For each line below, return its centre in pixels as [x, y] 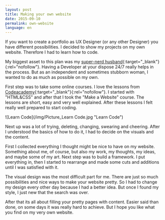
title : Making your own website [38, 14]
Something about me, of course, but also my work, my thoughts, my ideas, [81, 152]
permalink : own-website [29, 23]
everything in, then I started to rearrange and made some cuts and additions [82, 162]
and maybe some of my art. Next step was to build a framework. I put [75, 157]
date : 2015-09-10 [23, 19]
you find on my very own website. [39, 212]
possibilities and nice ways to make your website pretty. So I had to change [81, 182]
